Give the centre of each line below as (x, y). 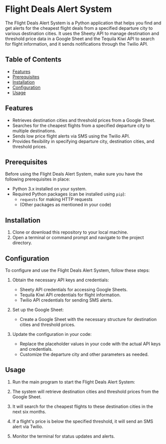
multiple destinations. (34, 130)
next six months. (29, 412)
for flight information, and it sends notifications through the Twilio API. (77, 44)
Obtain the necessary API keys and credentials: (60, 280)
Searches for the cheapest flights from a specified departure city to (81, 126)
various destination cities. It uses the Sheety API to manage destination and (82, 33)
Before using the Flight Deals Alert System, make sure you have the (74, 174)
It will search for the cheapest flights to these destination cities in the (83, 406)
